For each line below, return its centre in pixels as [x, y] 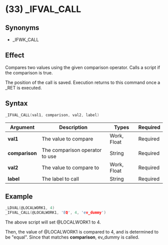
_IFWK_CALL [25, 39]
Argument [22, 127]
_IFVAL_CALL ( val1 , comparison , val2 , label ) [52, 115]
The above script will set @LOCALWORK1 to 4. [53, 222]
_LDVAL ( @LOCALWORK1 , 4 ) [30, 208]
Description [73, 127]
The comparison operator [72, 150]
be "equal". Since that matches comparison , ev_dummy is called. [72, 237]
